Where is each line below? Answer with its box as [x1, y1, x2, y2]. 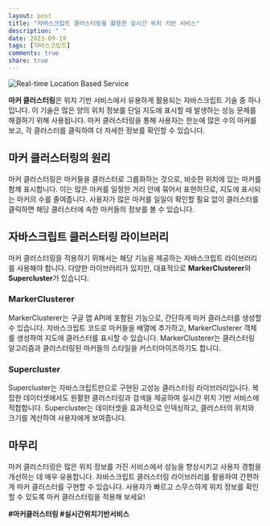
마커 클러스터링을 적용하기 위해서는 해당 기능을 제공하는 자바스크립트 [8, 253, 223, 262]
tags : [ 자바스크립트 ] [8, 42, 71, 50]
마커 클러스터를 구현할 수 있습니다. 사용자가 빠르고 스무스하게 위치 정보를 [16, 482, 244, 491]
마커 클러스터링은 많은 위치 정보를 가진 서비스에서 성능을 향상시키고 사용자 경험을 [8, 462, 262, 471]
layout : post [8, 11, 52, 20]
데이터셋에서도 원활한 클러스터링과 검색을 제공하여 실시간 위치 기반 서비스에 [22, 393, 260, 403]
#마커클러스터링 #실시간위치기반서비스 [8, 508, 130, 519]
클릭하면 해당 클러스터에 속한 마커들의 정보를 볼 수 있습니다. [8, 204, 195, 214]
